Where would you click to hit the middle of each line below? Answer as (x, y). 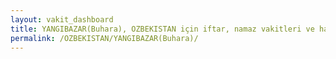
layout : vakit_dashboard (62, 19)
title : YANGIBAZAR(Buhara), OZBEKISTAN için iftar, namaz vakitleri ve (162, 29)
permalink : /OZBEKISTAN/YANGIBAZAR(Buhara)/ (104, 38)
